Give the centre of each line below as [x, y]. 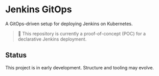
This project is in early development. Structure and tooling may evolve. [80, 67]
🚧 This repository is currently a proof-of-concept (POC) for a [82, 33]
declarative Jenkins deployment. [52, 39]
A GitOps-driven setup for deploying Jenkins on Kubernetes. [69, 24]
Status [16, 55]
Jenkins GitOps [39, 9]
